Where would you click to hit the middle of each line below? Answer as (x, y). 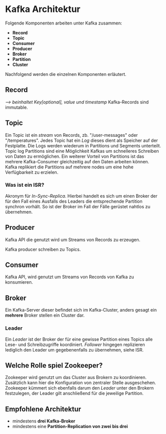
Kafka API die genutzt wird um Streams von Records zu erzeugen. (73, 239)
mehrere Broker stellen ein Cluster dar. (45, 315)
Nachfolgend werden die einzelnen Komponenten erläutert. (66, 74)
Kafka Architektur (43, 9)
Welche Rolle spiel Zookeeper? (54, 365)
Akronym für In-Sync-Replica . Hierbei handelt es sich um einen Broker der (81, 196)
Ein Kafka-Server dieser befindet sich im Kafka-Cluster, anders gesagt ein (81, 310)
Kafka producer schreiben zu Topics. (43, 249)
